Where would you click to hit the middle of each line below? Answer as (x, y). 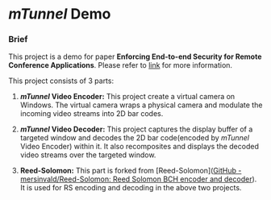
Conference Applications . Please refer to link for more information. (120, 65)
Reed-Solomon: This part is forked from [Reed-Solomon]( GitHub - (131, 171)
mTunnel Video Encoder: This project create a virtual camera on (127, 97)
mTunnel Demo (60, 14)
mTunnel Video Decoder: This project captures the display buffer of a (136, 129)
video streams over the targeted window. (88, 155)
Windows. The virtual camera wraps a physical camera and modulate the (141, 105)
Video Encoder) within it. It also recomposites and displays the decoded (140, 147)
